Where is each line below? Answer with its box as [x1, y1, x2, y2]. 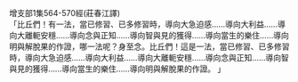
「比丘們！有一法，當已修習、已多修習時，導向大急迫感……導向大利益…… [9, 19, 278, 29]
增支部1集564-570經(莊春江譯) [9, 8, 121, 18]
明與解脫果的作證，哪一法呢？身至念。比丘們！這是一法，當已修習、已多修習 [9, 41, 290, 52]
